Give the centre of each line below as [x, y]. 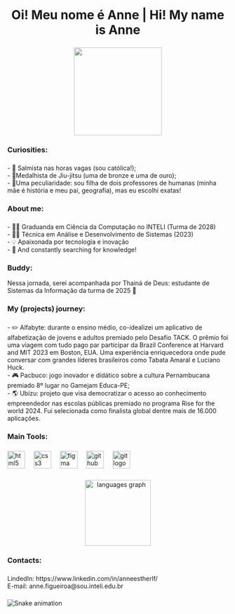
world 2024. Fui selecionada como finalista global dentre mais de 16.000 [112, 410]
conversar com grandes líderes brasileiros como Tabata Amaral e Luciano [114, 360]
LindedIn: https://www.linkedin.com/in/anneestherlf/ [82, 578]
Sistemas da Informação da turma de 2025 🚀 [72, 291]
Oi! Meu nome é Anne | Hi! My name [118, 15]
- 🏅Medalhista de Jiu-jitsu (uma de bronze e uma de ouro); [92, 175]
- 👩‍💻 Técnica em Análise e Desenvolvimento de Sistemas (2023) [101, 234]
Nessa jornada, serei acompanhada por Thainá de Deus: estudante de [108, 283]
